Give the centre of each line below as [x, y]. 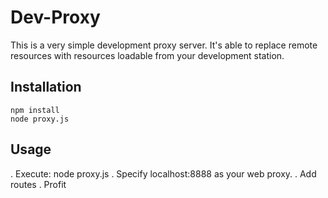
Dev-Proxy [55, 17]
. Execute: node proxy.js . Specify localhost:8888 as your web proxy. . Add [163, 173]
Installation [46, 87]
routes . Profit [38, 184]
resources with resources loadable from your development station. [147, 55]
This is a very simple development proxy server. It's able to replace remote [164, 45]
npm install [35, 110]
